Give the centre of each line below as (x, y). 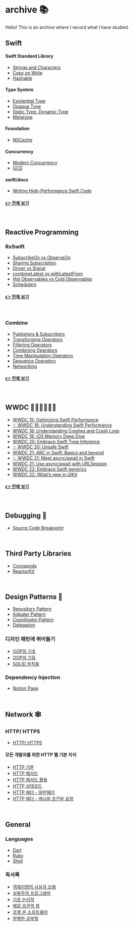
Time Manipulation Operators (43, 355)
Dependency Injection (33, 677)
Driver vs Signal (29, 268)
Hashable (22, 78)
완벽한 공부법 (25, 918)
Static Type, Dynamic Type (41, 111)
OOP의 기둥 (24, 657)
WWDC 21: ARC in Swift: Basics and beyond (58, 452)
